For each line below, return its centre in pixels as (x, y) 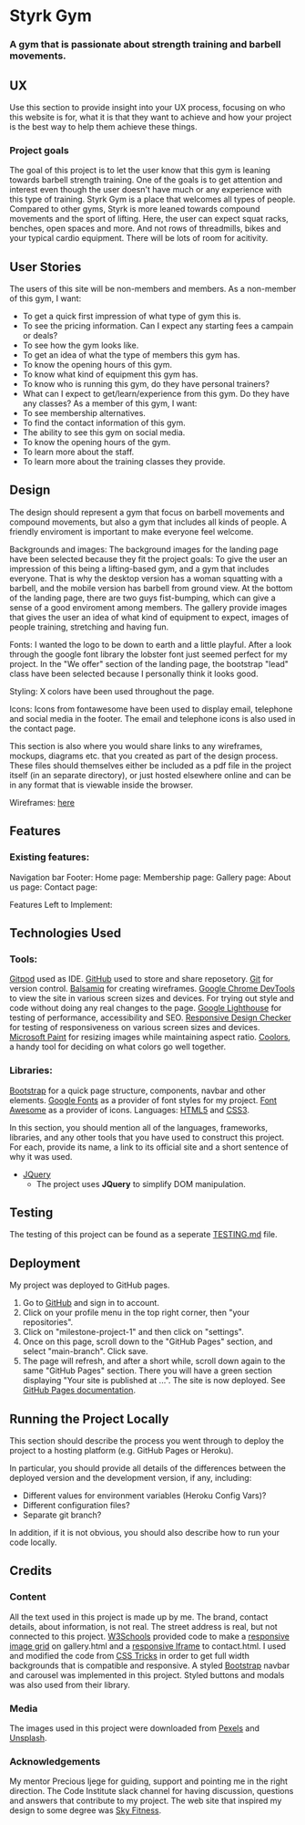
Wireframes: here (42, 802)
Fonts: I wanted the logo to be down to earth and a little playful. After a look (151, 644)
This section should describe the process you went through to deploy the (147, 1440)
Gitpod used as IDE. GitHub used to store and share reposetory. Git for (142, 979)
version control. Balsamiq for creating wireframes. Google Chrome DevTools (152, 989)
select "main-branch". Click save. (85, 1351)
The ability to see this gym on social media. (104, 433)
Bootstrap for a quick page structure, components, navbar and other (137, 1090)
